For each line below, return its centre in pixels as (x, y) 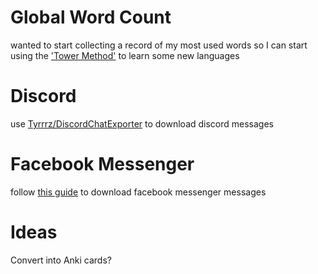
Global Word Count (91, 17)
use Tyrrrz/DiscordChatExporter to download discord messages (142, 123)
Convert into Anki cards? (61, 260)
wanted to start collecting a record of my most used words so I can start (159, 45)
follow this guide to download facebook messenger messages (138, 192)
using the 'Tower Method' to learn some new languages (125, 55)
